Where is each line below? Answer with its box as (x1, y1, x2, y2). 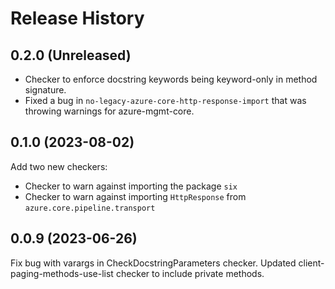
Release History (10, 7, 145, 30)
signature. (24, 84, 67, 96)
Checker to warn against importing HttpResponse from (24, 190, 247, 202)
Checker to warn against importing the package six (24, 180, 238, 192)
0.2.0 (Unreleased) (10, 47, 132, 64)
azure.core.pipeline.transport (24, 203, 156, 213)
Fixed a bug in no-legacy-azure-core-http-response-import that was (24, 95, 307, 106)
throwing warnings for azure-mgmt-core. (24, 105, 195, 117)
